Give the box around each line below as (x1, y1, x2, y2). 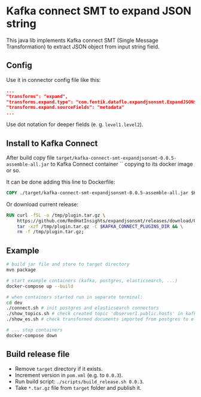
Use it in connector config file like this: (6, 76, 101, 83)
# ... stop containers (6, 327, 63, 333)
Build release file (6, 349, 70, 359)
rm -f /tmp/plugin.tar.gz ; (17, 229, 84, 235)
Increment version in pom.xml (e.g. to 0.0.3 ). (14, 371, 123, 378)
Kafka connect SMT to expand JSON (6, 4, 191, 18)
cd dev (6, 300, 23, 306)
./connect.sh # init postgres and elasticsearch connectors (6, 305, 160, 312)
